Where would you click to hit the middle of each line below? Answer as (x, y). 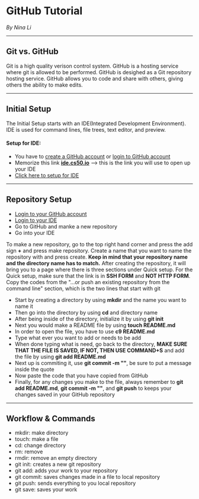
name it (24, 306)
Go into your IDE (35, 233)
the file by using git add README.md (60, 357)
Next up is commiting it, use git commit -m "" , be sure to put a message (103, 363)
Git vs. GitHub (33, 52)
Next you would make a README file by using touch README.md (95, 325)
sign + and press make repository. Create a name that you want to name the (99, 250)
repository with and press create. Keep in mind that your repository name (97, 257)
